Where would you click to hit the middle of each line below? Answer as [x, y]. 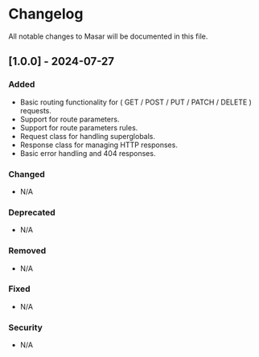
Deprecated [32, 212]
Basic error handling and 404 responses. [88, 153]
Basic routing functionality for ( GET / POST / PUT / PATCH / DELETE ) [136, 102]
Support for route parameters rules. [79, 127]
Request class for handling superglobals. [87, 136]
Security [25, 327]
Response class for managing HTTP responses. [99, 145]
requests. [36, 110]
